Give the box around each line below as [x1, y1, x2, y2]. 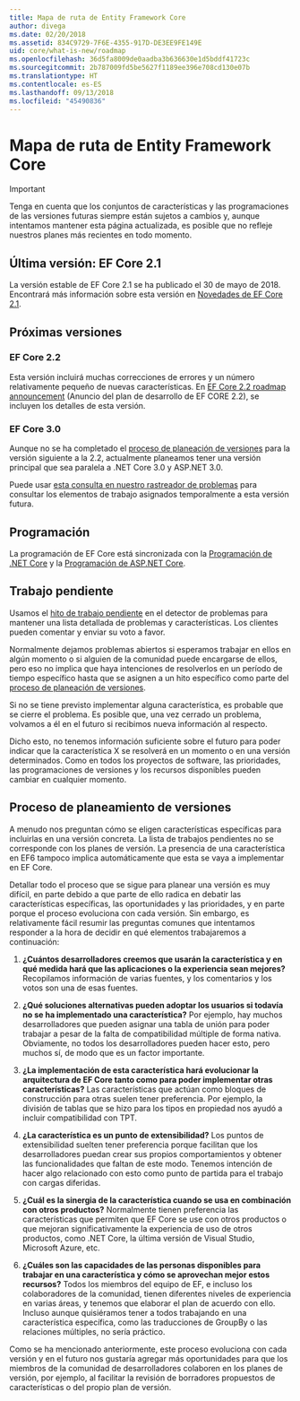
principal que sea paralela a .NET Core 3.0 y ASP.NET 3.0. [9, 463, 224, 473]
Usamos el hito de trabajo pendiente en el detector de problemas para [9, 607, 269, 618]
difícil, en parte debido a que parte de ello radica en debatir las [9, 888, 242, 899]
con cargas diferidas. [21, 1177, 101, 1188]
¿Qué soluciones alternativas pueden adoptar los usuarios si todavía [21, 999, 284, 1010]
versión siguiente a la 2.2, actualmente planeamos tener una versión [9, 453, 261, 463]
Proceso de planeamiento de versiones [9, 800, 232, 816]
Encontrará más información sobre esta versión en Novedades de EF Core [9, 289, 284, 300]
